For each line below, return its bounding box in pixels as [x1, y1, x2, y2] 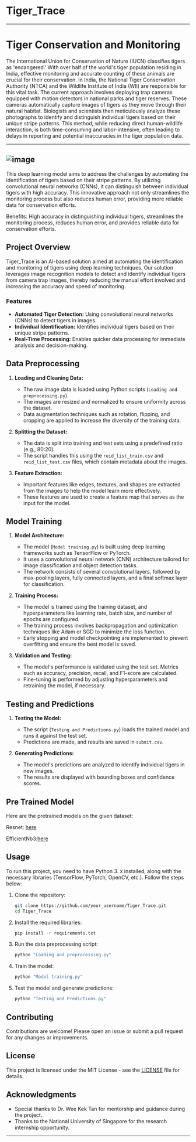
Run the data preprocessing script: [14, 940, 98, 947]
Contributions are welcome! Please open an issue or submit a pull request [6, 1027, 184, 1035]
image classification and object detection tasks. [23, 562, 138, 569]
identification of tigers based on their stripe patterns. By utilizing [6, 176, 161, 183]
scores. [23, 780, 41, 787]
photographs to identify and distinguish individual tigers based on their [6, 113, 176, 121]
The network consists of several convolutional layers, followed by [23, 568, 181, 575]
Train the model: [14, 963, 54, 970]
